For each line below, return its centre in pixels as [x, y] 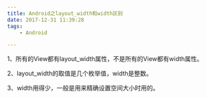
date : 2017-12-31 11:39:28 [46, 20]
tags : [15, 26]
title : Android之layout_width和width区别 [65, 13]
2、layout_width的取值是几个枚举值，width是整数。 [80, 73]
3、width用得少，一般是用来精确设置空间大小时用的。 [83, 88]
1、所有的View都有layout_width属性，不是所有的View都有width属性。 [105, 59]
